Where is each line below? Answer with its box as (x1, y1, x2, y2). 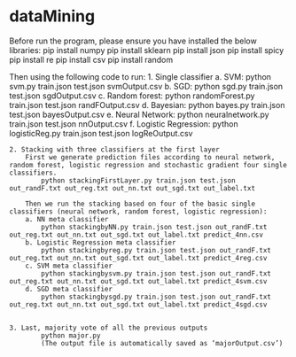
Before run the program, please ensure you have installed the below (9, 35, 257, 46)
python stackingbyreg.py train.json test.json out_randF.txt (41, 245, 272, 254)
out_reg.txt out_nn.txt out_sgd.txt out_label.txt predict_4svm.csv (9, 276, 268, 285)
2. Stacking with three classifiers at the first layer (9, 144, 220, 154)
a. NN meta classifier (25, 214, 109, 223)
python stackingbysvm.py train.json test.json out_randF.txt (41, 268, 272, 278)
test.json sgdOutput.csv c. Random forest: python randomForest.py (9, 90, 255, 101)
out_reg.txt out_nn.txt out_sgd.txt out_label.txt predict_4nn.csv (9, 230, 264, 239)
